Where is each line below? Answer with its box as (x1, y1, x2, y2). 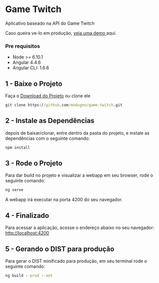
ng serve (5, 188, 24, 193)
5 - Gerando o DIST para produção (5, 245, 115, 253)
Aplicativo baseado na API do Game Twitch (5, 20, 95, 26)
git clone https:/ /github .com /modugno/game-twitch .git (5, 102, 123, 108)
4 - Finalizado (5, 211, 49, 220)
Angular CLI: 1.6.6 (12, 65, 49, 71)
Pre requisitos (5, 42, 40, 49)
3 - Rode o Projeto (5, 159, 63, 167)
